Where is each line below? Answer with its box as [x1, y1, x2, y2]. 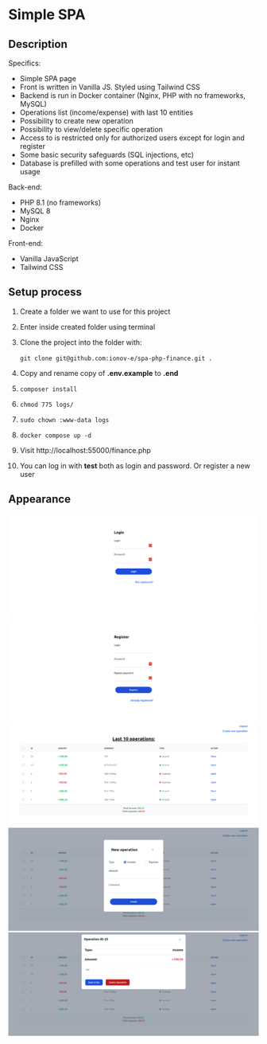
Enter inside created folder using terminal [19, 322, 156, 331]
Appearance [8, 492, 72, 506]
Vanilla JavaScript [19, 254, 79, 264]
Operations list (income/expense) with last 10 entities [19, 108, 193, 117]
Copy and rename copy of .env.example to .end [19, 368, 179, 377]
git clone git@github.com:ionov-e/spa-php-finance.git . [19, 354, 213, 362]
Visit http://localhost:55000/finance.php [19, 445, 151, 455]
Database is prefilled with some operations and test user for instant [19, 158, 240, 168]
